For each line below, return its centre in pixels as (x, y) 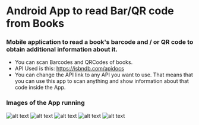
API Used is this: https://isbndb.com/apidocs (70, 69)
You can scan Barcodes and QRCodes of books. (74, 62)
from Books (35, 23)
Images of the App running (45, 103)
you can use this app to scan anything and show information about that (102, 81)
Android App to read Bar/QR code (90, 11)
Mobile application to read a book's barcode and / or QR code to (100, 42)
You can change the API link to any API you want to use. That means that (104, 75)
